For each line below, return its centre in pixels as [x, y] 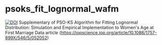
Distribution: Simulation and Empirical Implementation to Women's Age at [80, 27]
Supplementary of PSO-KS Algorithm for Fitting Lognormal [79, 22]
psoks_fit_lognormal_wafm [62, 9]
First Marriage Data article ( [33, 32]
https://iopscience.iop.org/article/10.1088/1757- [109, 32]
